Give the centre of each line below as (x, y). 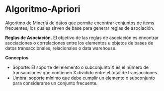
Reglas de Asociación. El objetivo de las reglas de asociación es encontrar (82, 38)
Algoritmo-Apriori (43, 9)
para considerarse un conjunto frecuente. (55, 83)
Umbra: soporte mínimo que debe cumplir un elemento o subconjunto (83, 78)
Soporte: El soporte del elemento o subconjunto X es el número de (81, 67)
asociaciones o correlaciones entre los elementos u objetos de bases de (79, 43)
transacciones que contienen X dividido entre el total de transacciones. (85, 72)
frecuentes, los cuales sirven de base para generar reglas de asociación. (80, 28)
